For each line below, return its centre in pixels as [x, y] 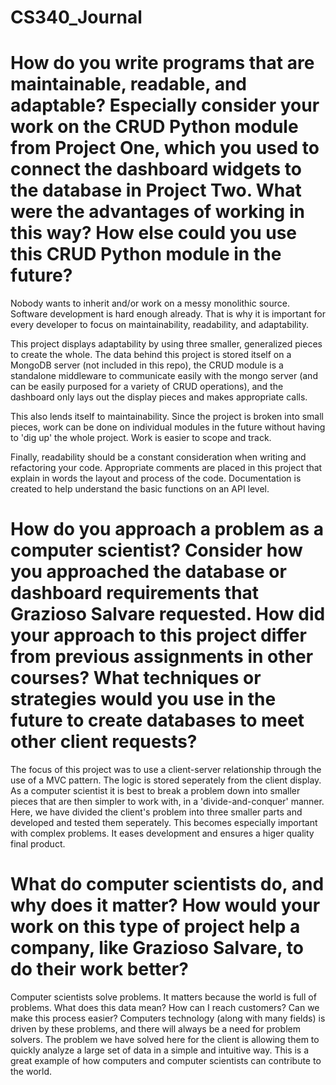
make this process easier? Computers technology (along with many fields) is [168, 1018]
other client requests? [104, 742]
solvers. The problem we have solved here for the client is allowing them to [165, 1039]
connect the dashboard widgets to [156, 169]
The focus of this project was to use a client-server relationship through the [166, 770]
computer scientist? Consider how [156, 550]
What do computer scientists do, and [167, 884]
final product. [38, 844]
